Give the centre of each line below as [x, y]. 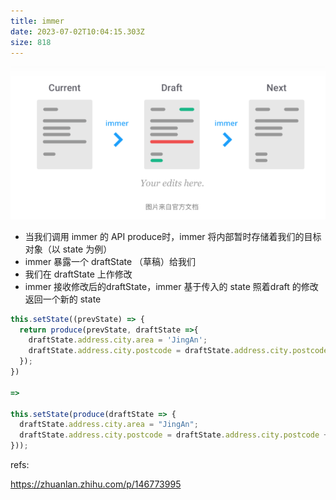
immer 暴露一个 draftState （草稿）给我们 [110, 261]
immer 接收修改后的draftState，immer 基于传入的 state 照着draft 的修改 [171, 286]
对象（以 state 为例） [68, 249]
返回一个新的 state [63, 299]
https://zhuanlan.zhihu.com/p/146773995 [96, 484]
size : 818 [31, 42]
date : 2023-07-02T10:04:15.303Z [77, 31]
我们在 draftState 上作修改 [78, 274]
